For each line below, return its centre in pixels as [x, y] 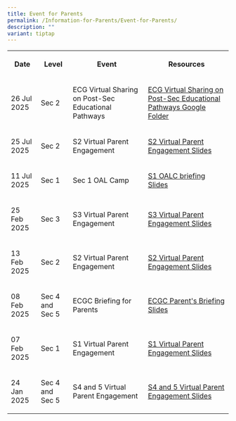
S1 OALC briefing [177, 176]
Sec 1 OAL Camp [101, 180]
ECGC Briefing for [102, 301]
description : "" [31, 27]
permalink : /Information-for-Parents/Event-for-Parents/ [92, 20]
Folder [158, 116]
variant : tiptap [31, 33]
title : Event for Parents [45, 14]
